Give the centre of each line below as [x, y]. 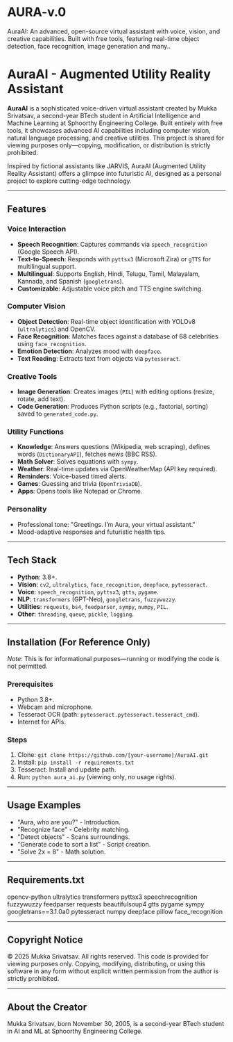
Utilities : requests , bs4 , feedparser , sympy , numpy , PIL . [93, 606]
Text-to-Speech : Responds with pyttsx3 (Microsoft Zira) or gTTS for [114, 259]
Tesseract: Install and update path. [67, 770]
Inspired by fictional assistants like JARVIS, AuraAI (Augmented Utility [107, 166]
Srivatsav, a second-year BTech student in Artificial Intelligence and [104, 115]
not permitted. [27, 666]
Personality [27, 510]
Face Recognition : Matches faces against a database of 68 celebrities [118, 336]
